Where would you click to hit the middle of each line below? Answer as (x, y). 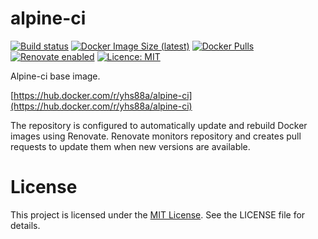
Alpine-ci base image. (55, 76)
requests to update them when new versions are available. (130, 146)
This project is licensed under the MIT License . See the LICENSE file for (158, 214)
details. (25, 225)
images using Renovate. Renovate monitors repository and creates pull (156, 136)
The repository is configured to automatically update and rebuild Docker (159, 125)
